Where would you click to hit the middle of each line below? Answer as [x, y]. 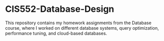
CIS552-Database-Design [60, 9]
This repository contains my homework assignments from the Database [78, 23]
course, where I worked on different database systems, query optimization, [82, 28]
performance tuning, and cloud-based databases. [56, 33]
